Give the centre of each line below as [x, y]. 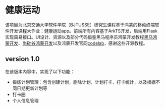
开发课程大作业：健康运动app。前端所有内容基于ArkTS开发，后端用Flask [83, 31]
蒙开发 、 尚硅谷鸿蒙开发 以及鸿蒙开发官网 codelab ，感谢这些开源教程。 [76, 43]
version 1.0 [23, 59]
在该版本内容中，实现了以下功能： [40, 72]
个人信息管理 [25, 100]
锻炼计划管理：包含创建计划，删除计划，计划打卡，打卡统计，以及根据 [84, 82]
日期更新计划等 [32, 88]
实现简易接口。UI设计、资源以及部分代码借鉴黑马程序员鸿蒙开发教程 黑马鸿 [81, 37]
